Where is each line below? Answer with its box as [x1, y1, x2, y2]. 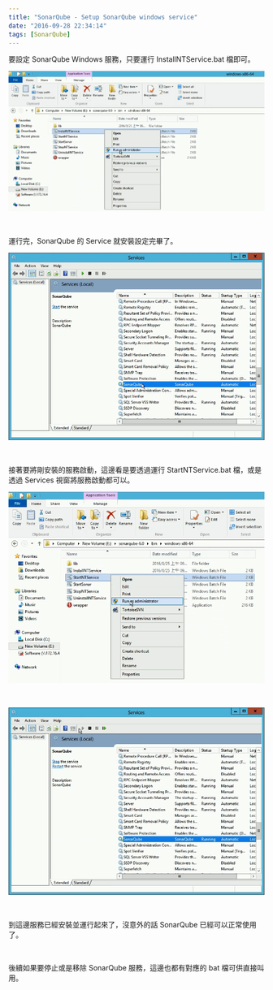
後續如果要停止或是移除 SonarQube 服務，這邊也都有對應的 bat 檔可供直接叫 [8, 962, 265, 972]
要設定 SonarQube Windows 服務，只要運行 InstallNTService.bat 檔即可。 [8, 54, 255, 64]
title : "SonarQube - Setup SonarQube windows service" [8, 13, 198, 21]
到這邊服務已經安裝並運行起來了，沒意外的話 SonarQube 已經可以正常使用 [8, 919, 258, 929]
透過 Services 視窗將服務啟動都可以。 [8, 475, 135, 485]
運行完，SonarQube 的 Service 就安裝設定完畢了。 [8, 236, 178, 246]
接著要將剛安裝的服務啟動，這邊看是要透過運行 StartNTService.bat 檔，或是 [8, 465, 262, 475]
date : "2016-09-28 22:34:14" [8, 21, 107, 30]
